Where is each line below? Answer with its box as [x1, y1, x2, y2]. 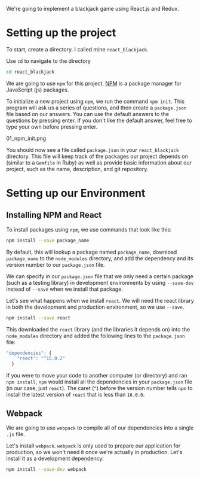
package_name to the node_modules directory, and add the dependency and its [6, 254, 193, 262]
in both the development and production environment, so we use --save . [6, 303, 184, 310]
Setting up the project [6, 26, 116, 39]
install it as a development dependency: [6, 455, 104, 462]
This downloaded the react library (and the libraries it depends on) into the [6, 325, 190, 333]
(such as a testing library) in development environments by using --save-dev [6, 279, 194, 286]
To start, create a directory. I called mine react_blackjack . [6, 45, 149, 53]
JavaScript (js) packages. [6, 86, 69, 93]
